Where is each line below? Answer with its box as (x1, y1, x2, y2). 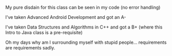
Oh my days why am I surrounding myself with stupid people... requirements (5, 39, 167, 45)
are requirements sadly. (5, 45, 55, 50)
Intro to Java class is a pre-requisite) (5, 30, 83, 35)
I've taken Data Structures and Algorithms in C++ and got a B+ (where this (5, 24, 163, 30)
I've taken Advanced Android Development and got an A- (5, 14, 126, 20)
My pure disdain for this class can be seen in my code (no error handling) (5, 5, 161, 10)
